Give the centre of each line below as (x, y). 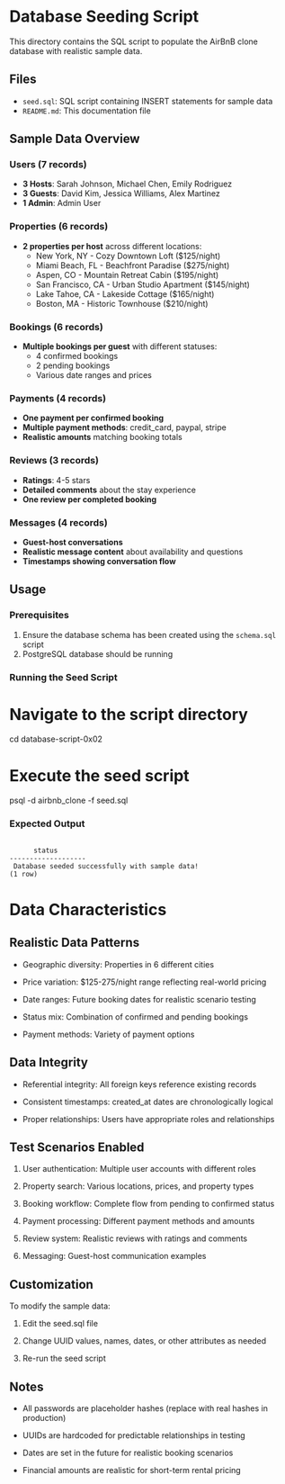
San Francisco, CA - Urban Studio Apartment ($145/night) (142, 284)
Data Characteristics (88, 909)
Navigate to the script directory (129, 714)
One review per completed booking (89, 499)
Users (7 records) (48, 165)
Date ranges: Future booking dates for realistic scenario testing (139, 999)
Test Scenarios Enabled (77, 1147)
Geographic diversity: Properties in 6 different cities (118, 964)
